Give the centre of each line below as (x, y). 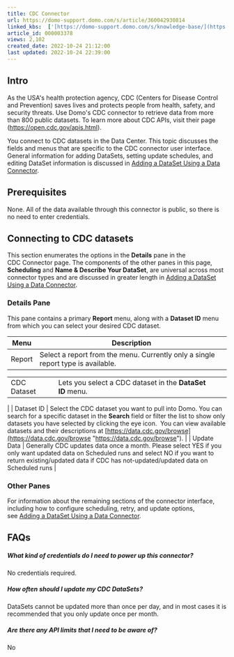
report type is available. (78, 363)
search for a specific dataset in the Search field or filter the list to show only (116, 416)
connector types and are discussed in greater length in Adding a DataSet (112, 278)
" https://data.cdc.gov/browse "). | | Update (153, 438)
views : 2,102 (26, 40)
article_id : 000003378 (40, 33)
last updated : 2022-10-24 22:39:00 (59, 53)
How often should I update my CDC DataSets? (75, 589)
